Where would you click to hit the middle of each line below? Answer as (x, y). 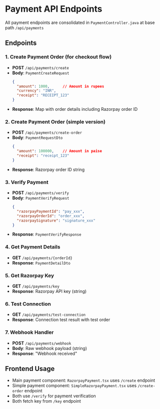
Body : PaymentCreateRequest (41, 73)
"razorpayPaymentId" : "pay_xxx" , (51, 211)
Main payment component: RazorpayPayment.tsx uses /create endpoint (83, 380)
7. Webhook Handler (30, 332)
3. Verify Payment (27, 182)
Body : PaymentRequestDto (37, 138)
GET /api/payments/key (36, 286)
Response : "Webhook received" (44, 353)
